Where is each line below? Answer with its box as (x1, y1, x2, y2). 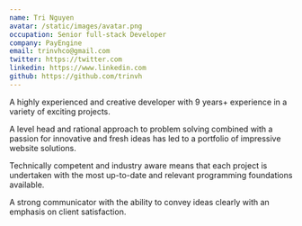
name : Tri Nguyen (9, 13, 75, 23)
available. (9, 179, 45, 190)
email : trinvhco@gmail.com (9, 47, 111, 56)
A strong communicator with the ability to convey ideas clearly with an (9, 196, 270, 207)
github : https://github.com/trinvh (9, 72, 143, 81)
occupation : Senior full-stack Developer (9, 30, 167, 39)
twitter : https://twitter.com (9, 55, 123, 64)
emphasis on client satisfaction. (9, 206, 127, 217)
